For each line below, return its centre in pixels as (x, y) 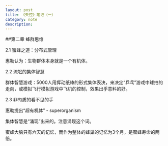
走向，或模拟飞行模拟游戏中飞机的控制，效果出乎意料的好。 (68, 89)
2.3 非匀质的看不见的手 (29, 100)
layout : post (19, 10)
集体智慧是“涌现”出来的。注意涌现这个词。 (50, 121)
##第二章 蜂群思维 (24, 39)
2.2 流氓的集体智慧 (25, 72)
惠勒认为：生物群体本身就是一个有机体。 (48, 61)
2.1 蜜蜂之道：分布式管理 (31, 50)
